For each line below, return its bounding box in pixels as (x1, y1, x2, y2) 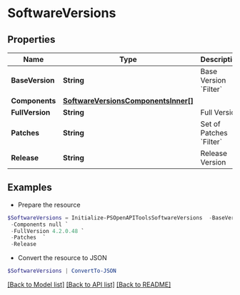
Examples (7, 182, 52, 194)
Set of (200, 119, 221, 129)
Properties (7, 33, 56, 46)
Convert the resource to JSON (17, 254, 107, 262)
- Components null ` (10, 221, 69, 228)
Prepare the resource (17, 200, 81, 209)
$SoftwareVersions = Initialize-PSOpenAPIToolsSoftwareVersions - (7, 214, 213, 222)
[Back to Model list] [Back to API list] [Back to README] (7, 280, 171, 289)
